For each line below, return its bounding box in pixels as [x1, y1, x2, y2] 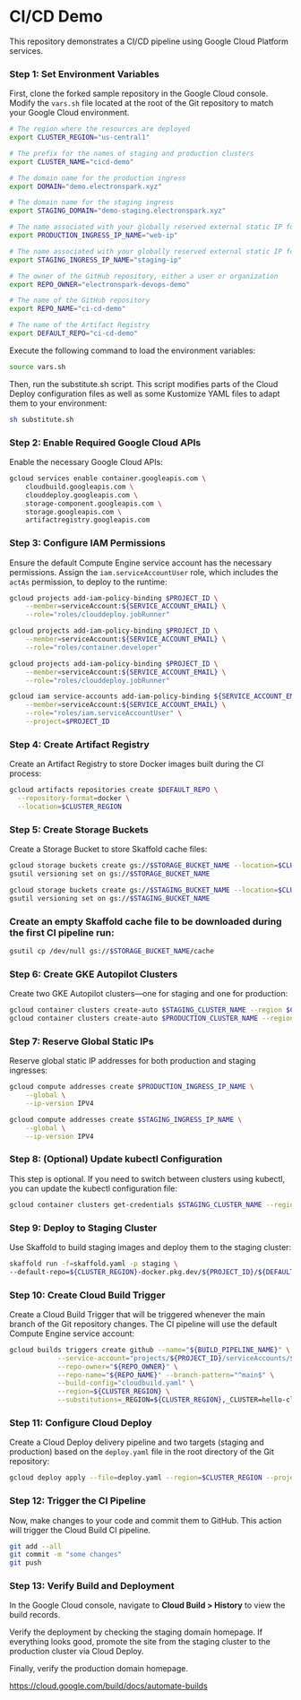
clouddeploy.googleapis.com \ [25, 490, 139, 499]
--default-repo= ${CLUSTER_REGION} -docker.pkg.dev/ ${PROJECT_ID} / [9, 1267, 258, 1276]
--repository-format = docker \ [17, 794, 130, 803]
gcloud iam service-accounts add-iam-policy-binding [9, 692, 211, 701]
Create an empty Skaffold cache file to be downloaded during [9, 915, 282, 928]
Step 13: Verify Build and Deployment [9, 1580, 175, 1592]
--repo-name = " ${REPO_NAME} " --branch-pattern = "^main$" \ [56, 1370, 275, 1379]
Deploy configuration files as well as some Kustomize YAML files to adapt [9, 388, 280, 399]
